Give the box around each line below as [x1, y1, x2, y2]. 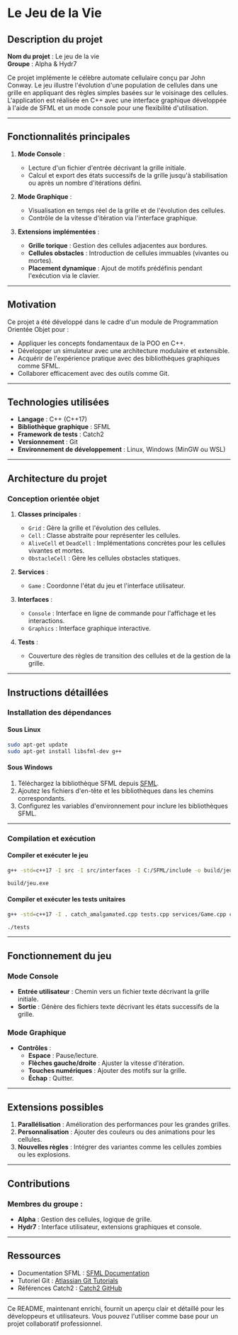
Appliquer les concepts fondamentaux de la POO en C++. [17, 339, 186, 347]
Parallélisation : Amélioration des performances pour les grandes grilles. [17, 1120, 231, 1129]
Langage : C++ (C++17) [17, 415, 87, 423]
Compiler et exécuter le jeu [7, 851, 89, 860]
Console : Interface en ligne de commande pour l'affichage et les [28, 609, 216, 617]
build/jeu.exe [7, 880, 50, 887]
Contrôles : [17, 1044, 52, 1052]
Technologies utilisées [7, 396, 110, 409]
